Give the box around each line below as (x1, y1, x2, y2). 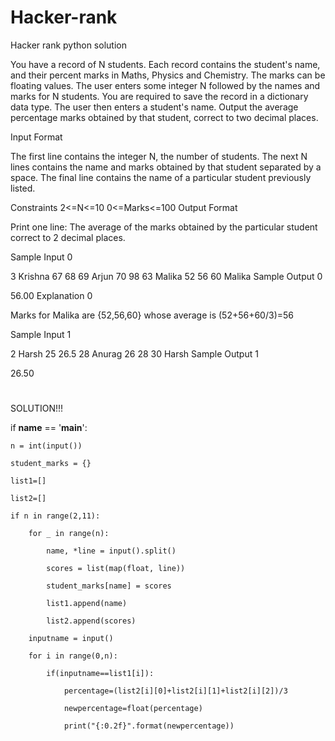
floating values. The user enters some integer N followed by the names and (10, 79, 321, 91)
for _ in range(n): (28, 529, 110, 539)
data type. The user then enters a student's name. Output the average (10, 101, 299, 113)
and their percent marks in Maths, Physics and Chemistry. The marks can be (10, 69, 326, 81)
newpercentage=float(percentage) (63, 704, 203, 714)
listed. (10, 182, 36, 194)
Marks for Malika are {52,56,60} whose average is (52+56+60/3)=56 (10, 309, 295, 321)
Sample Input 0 (10, 251, 73, 263)
